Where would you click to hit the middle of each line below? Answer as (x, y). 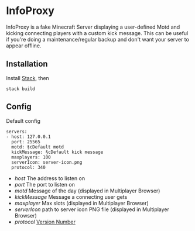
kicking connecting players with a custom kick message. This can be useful (97, 33)
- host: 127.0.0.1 (28, 137)
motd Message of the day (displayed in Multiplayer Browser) (87, 191)
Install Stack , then (28, 78)
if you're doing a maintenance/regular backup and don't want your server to (97, 39)
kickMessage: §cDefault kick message (57, 152)
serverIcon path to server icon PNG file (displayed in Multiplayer (92, 209)
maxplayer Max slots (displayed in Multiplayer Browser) (82, 203)
